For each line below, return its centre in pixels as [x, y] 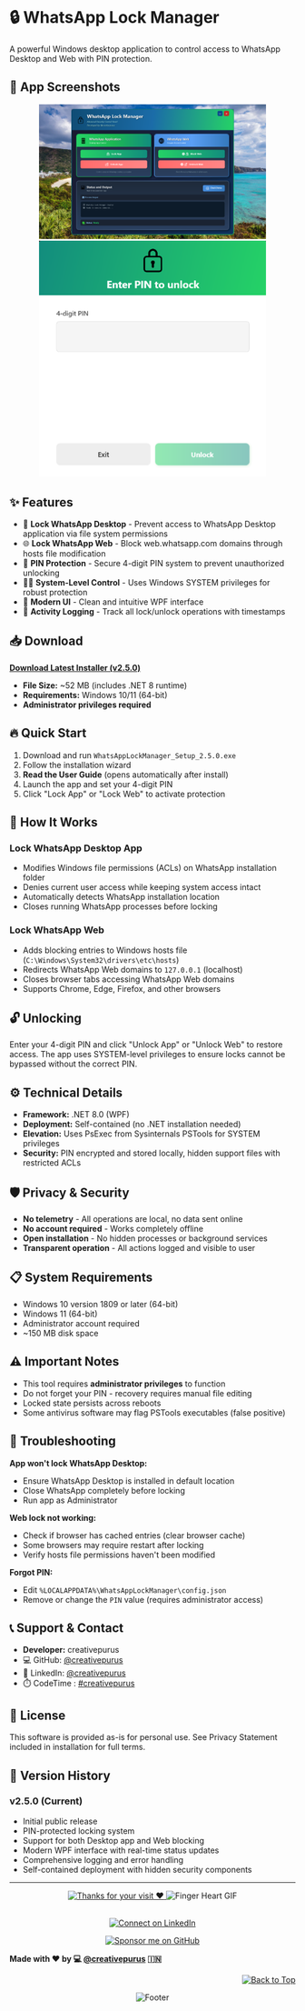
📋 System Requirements [81, 1278]
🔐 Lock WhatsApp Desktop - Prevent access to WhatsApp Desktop [149, 525]
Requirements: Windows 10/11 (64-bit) [95, 695]
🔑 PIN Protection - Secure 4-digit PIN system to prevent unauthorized [153, 564]
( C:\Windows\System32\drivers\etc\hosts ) [101, 959]
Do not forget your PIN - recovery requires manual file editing [137, 1393]
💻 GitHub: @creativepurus [73, 1660]
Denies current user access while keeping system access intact [142, 887]
